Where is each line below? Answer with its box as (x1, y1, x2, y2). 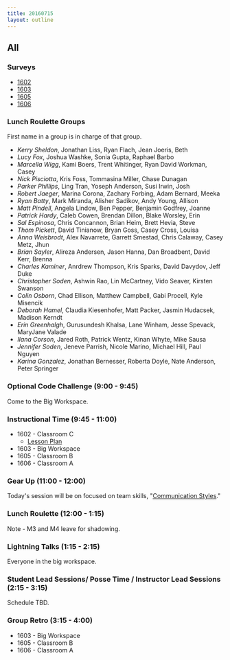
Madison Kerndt (16, 314, 63, 322)
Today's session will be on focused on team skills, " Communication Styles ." (7, 492, 221, 500)
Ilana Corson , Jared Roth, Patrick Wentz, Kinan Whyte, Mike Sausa (16, 335, 207, 344)
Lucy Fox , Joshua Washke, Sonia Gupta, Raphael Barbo (16, 153, 174, 161)
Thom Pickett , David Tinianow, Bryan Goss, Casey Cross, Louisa (16, 226, 199, 234)
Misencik (16, 299, 43, 307)
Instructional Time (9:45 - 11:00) (7, 414, 117, 424)
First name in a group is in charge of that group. (7, 132, 142, 141)
